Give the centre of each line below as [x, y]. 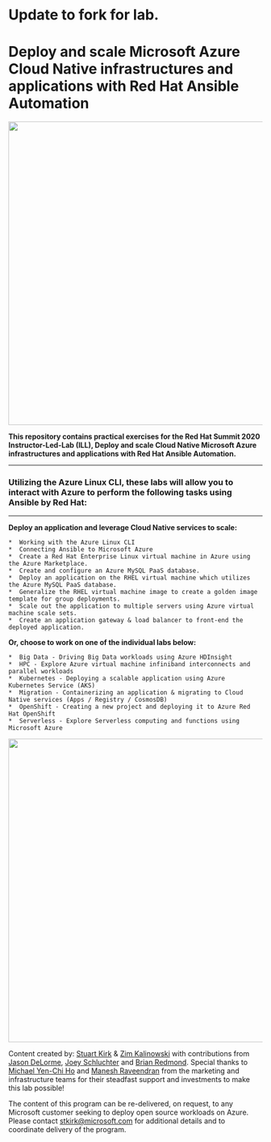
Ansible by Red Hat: [48, 503]
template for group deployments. [65, 599]
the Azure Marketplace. [48, 564]
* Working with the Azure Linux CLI [72, 543]
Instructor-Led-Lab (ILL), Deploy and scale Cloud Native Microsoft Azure [133, 445]
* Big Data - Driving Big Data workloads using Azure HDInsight [120, 657]
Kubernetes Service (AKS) [52, 686]
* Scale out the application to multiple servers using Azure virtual [131, 606]
